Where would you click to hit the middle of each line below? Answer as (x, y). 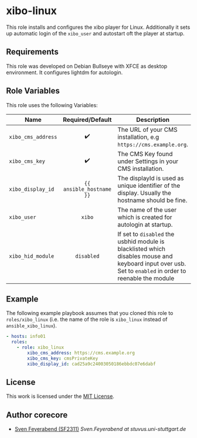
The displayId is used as (150, 178)
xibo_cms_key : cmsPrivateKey (63, 358)
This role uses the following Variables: (52, 105)
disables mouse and (145, 256)
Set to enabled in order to (152, 271)
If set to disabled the (146, 234)
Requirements (32, 52)
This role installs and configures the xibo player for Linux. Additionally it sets (98, 27)
